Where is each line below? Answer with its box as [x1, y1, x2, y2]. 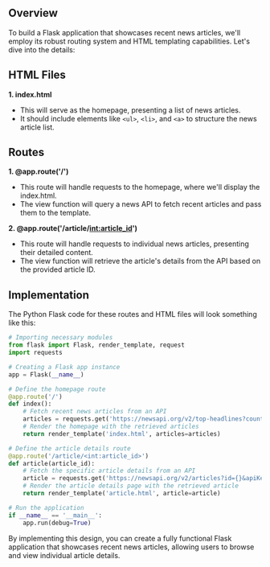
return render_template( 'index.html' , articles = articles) [22, 429, 221, 438]
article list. [19, 122, 55, 132]
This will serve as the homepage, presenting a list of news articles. [19, 105, 241, 115]
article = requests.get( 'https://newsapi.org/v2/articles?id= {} [22, 475, 243, 483]
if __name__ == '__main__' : [8, 511, 103, 520]
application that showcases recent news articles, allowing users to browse [8, 542, 255, 552]
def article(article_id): [8, 459, 95, 467]
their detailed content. [19, 248, 94, 257]
